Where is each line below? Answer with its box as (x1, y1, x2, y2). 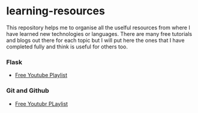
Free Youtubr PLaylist (14, 100, 68, 107)
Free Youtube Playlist (14, 72, 68, 79)
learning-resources (6, 4, 105, 18)
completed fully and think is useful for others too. (6, 43, 128, 50)
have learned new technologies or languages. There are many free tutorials (6, 30, 193, 37)
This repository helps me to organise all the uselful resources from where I (6, 24, 190, 31)
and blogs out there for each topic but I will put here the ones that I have (6, 36, 185, 44)
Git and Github (6, 87, 49, 95)
